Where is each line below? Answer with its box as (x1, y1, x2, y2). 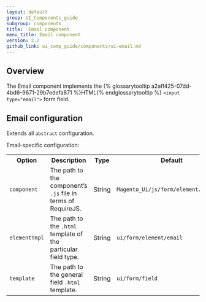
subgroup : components (6, 20, 62, 26)
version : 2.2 (6, 37, 40, 44)
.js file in (50, 188, 77, 197)
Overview (6, 66, 45, 77)
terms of (50, 196, 75, 205)
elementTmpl (9, 234, 45, 241)
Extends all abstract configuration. (6, 130, 94, 137)
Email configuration (6, 113, 83, 123)
